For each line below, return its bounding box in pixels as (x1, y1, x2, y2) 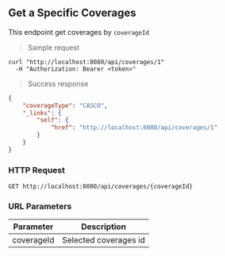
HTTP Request (8, 164, 66, 175)
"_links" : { (22, 109, 62, 117)
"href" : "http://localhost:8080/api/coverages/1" (50, 124, 218, 132)
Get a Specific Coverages (8, 6, 136, 20)
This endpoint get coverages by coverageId (8, 27, 150, 36)
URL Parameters (8, 201, 72, 212)
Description (81, 221, 127, 232)
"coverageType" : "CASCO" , (22, 101, 109, 109)
